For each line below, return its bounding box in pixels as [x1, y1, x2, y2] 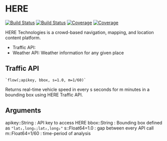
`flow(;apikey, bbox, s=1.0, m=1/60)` [5, 77, 86, 83]
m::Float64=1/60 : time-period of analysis [5, 130, 91, 136]
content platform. [5, 35, 41, 41]
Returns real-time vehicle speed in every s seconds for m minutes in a [5, 86, 150, 92]
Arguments [5, 106, 42, 115]
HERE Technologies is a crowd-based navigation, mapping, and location [5, 29, 154, 35]
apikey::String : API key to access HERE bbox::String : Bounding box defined [5, 119, 162, 125]
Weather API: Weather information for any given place [12, 50, 124, 56]
